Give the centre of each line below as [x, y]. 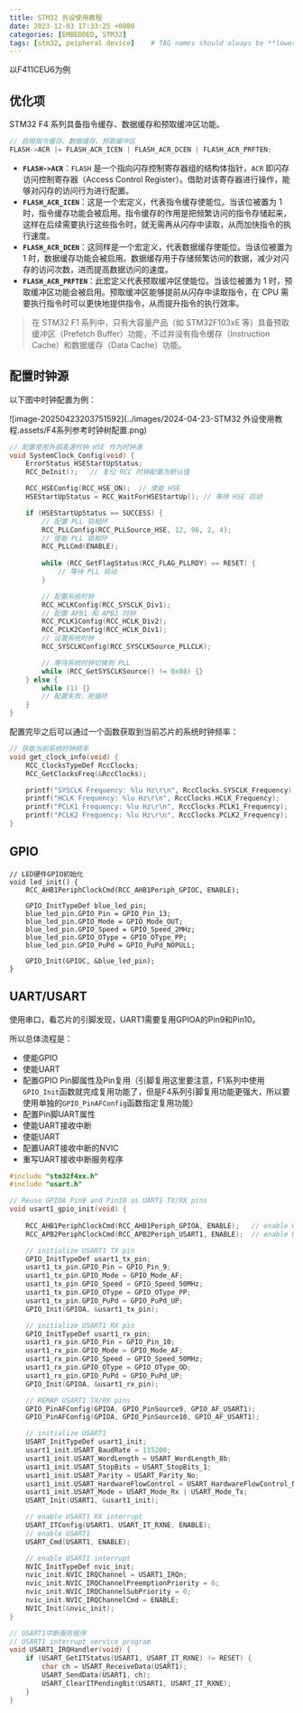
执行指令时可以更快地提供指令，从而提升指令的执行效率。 [137, 303]
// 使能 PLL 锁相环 [75, 538]
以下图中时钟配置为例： [53, 399]
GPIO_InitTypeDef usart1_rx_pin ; [88, 1334]
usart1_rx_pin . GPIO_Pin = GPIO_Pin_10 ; [101, 1342]
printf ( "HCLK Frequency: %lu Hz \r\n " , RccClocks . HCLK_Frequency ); [153, 799]
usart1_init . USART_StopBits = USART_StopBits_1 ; [119, 1467]
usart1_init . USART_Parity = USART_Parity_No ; [113, 1475]
